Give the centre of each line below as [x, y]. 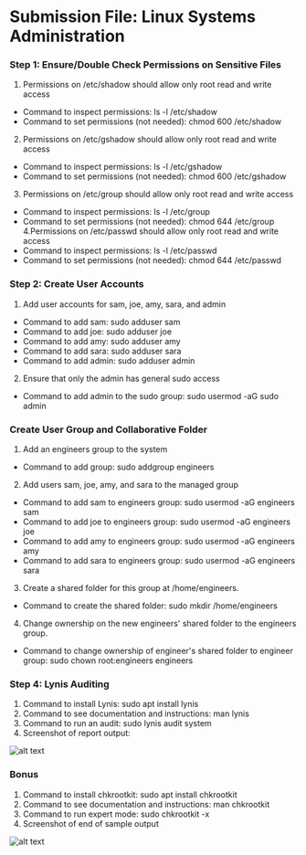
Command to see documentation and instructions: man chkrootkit [146, 804]
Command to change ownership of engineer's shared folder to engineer [158, 651]
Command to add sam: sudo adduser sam [101, 322]
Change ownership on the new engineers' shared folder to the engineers [159, 624]
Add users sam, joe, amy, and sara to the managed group [131, 485]
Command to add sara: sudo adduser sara [102, 351]
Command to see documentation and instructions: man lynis [136, 713]
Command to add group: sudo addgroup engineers [118, 467]
